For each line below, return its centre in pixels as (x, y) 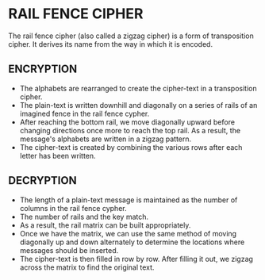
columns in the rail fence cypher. (73, 208)
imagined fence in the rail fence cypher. (84, 113)
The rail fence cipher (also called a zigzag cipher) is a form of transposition (131, 36)
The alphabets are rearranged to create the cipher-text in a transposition (138, 88)
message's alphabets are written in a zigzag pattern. (106, 139)
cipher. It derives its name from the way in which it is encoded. (110, 44)
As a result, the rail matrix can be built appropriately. (105, 225)
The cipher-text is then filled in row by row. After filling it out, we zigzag (136, 259)
